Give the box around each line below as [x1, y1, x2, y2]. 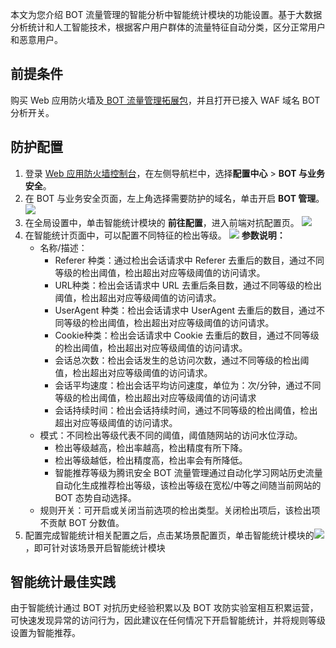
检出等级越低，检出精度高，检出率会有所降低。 [54, 454, 248, 466]
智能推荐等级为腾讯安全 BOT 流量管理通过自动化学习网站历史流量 [54, 466, 323, 478]
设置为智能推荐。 [10, 627, 81, 639]
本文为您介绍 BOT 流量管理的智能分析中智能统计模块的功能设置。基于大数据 [10, 9, 323, 20]
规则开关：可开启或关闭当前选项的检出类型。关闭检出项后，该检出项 [39, 504, 321, 516]
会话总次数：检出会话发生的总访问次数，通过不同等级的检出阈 [54, 354, 310, 366]
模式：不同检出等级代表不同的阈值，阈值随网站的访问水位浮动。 [39, 429, 303, 441]
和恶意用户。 [10, 34, 63, 45]
